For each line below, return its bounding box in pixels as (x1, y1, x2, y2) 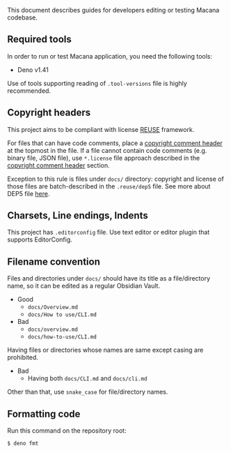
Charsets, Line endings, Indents (7, 209, 148, 222)
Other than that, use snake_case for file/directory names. (7, 387, 168, 396)
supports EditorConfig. (7, 235, 73, 244)
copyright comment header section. (7, 161, 110, 170)
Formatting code (7, 408, 81, 419)
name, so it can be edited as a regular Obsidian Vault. (7, 282, 161, 290)
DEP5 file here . (7, 189, 50, 198)
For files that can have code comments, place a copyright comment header (7, 139, 223, 147)
